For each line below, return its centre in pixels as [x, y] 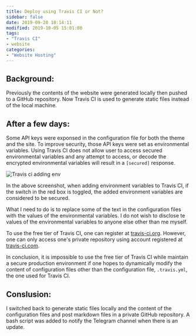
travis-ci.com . [23, 246]
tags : [13, 33]
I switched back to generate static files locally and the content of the [89, 308]
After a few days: [38, 124]
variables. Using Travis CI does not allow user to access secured [84, 151]
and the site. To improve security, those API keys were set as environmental [98, 144]
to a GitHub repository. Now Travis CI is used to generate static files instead [98, 99]
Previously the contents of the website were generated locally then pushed [97, 93]
